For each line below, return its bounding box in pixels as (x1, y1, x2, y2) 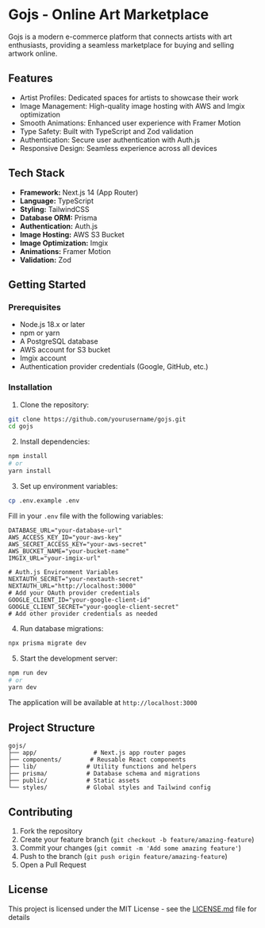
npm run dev (8, 668, 48, 676)
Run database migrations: (19, 623, 104, 633)
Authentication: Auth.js (19, 221, 98, 231)
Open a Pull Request (19, 860, 87, 869)
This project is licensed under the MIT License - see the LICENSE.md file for (8, 903, 257, 914)
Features (8, 71, 53, 85)
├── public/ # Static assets (8, 776, 140, 785)
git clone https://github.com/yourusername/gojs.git (8, 415, 186, 423)
